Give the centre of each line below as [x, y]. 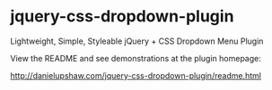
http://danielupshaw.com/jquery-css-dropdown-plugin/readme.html [136, 75]
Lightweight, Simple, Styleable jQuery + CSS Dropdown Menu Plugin [137, 41]
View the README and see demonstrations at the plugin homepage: [136, 58]
